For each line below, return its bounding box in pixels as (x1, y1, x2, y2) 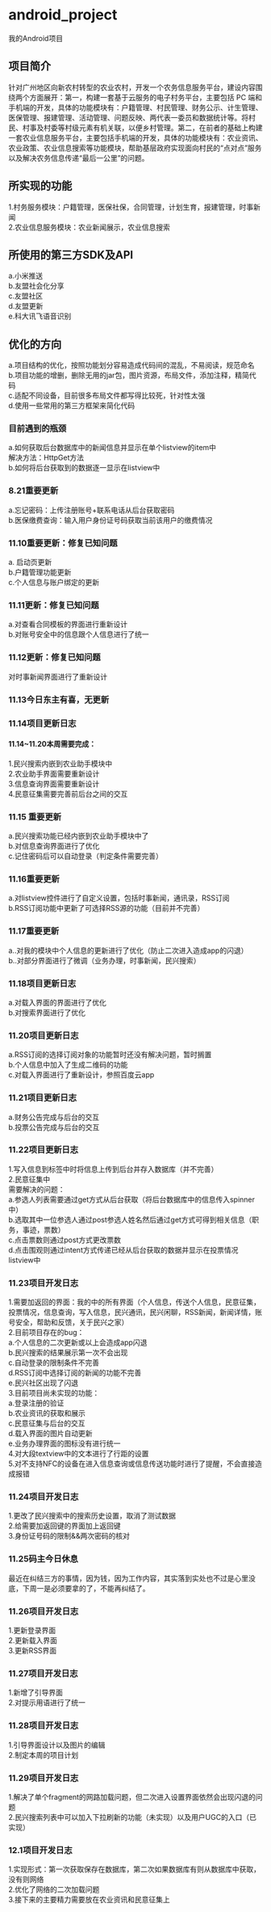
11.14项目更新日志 (8, 718, 77, 729)
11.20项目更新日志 (8, 1030, 79, 1041)
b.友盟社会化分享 (8, 281, 65, 291)
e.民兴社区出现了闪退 (8, 1378, 79, 1388)
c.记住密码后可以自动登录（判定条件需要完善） (8, 851, 164, 861)
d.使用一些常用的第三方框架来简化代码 (8, 401, 135, 411)
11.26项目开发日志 (8, 1606, 79, 1617)
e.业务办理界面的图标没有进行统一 (8, 1438, 121, 1448)
